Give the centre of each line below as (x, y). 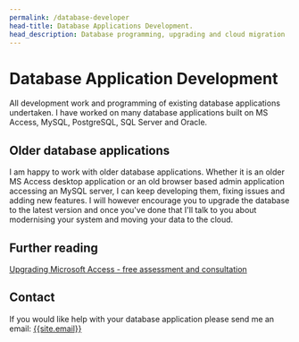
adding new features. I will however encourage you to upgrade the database (149, 201)
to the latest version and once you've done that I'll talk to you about (133, 210)
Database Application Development (144, 78)
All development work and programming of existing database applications (145, 103)
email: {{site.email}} (46, 329)
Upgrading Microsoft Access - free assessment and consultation (128, 269)
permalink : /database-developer (69, 17)
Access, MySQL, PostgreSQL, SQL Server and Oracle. (108, 123)
